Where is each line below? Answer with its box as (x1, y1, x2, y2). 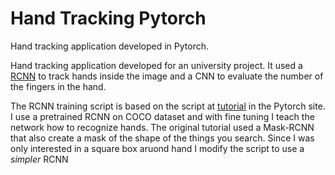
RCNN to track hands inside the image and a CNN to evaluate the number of (10, 70, 324, 82)
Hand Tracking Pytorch (10, 7, 207, 30)
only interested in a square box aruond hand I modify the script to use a (10, 142, 305, 154)
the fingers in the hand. (10, 80, 107, 92)
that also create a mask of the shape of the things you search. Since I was (10, 132, 315, 144)
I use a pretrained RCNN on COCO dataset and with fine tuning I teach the (10, 110, 315, 122)
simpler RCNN (10, 153, 69, 165)
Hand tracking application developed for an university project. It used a (10, 59, 303, 71)
